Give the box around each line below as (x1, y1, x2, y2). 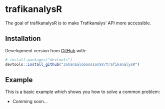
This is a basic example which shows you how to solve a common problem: (5, 89, 160, 95)
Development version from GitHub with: (5, 47, 86, 53)
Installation (5, 34, 41, 43)
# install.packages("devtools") (5, 57, 72, 62)
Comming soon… (12, 99, 48, 105)
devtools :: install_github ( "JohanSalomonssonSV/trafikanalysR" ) (5, 62, 140, 67)
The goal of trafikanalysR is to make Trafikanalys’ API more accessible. (5, 20, 151, 26)
